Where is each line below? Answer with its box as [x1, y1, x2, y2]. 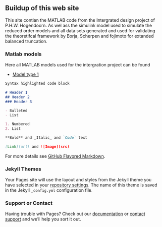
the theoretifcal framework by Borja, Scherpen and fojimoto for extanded [5, 33, 154, 39]
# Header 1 [5, 90, 28, 95]
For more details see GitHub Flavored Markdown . [5, 153, 106, 159]
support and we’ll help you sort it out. [5, 216, 81, 222]
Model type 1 [12, 71, 39, 77]
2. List [5, 126, 21, 131]
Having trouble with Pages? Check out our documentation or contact [5, 211, 145, 217]
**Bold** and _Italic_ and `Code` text [5, 135, 88, 140]
